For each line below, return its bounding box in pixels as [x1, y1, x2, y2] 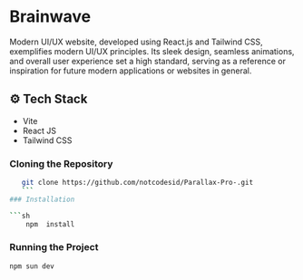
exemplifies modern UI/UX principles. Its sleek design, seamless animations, [9, 45, 295, 56]
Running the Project [9, 241, 99, 254]
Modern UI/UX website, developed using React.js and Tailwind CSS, [9, 36, 263, 47]
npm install [25, 219, 75, 228]
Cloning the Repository [9, 157, 113, 169]
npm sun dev [9, 261, 54, 271]
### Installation [9, 195, 75, 204]
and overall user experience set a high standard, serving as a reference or [9, 55, 286, 66]
